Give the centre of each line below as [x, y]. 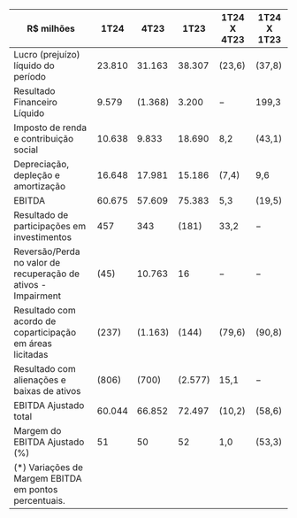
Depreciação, [41, 164]
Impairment [38, 296]
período [30, 77]
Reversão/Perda [47, 251]
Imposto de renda [50, 128]
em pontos [36, 489]
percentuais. [40, 501]
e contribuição [44, 139]
